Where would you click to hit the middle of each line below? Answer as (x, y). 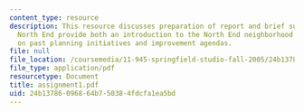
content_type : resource (54, 18)
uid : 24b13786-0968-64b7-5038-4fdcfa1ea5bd (93, 93)
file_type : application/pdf (62, 69)
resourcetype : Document (54, 77)
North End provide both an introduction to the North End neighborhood (156, 34)
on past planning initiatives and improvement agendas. (125, 43)
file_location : (38, 60)
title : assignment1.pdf (54, 85)
